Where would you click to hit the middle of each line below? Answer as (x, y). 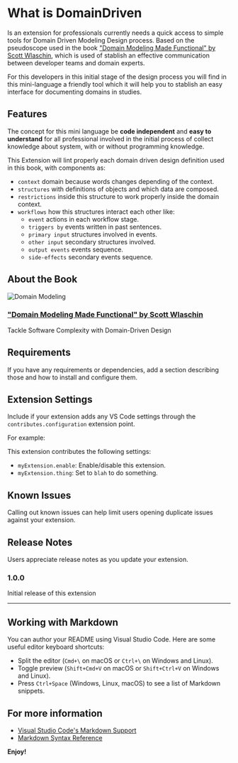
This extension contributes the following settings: (79, 452)
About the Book (42, 280)
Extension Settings (50, 400)
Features (27, 114)
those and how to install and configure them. (73, 377)
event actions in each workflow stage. (84, 219)
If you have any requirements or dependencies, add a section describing (113, 369)
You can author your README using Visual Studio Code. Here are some (112, 639)
